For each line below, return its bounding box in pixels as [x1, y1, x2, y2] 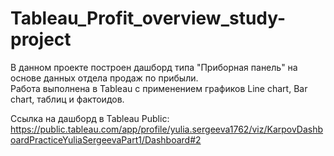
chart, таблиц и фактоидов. [10, 93, 125, 105]
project [10, 28, 72, 51]
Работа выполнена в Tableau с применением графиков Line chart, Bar [10, 82, 308, 94]
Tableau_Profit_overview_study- [10, 7, 287, 30]
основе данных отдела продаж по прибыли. [10, 72, 199, 84]
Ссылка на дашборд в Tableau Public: [10, 112, 170, 124]
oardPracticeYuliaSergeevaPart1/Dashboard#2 [10, 133, 202, 146]
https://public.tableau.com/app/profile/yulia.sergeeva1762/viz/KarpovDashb [10, 123, 324, 135]
